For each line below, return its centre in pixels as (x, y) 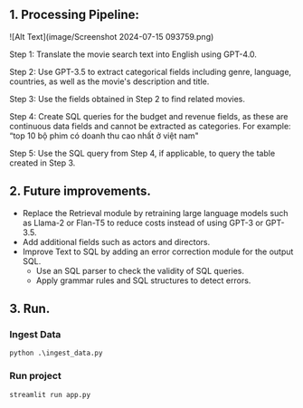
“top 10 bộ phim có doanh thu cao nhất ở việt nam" (104, 136)
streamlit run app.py (50, 394)
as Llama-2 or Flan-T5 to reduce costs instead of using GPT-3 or (143, 223)
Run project (35, 376)
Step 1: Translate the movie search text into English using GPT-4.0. (133, 54)
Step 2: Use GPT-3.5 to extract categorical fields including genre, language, (151, 71)
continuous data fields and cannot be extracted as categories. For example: (150, 126)
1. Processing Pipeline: (75, 15)
